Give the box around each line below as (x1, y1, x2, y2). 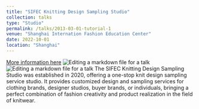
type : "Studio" (6, 20, 44, 26)
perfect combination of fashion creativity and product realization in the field (6, 90, 193, 98)
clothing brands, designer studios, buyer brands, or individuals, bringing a (6, 84, 189, 91)
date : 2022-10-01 (6, 37, 50, 43)
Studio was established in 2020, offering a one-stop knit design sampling (6, 71, 187, 78)
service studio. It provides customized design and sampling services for (6, 77, 184, 84)
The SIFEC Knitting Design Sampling (95, 65, 185, 72)
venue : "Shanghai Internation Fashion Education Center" (6, 31, 152, 37)
